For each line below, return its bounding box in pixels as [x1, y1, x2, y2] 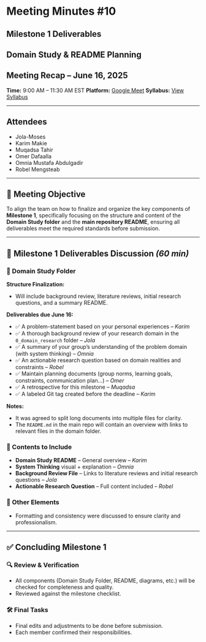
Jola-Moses [15, 133, 46, 140]
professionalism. [15, 518, 57, 525]
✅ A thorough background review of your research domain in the [15, 330, 179, 337]
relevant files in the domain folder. [15, 427, 102, 435]
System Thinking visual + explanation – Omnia [15, 463, 134, 470]
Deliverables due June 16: [6, 311, 74, 318]
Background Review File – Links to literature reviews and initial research [15, 470, 198, 477]
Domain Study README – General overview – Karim [15, 457, 147, 464]
